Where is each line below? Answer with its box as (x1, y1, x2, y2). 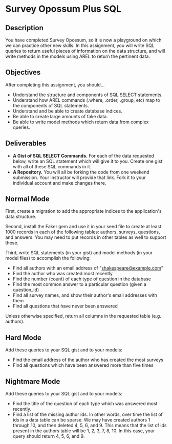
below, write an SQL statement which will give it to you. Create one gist (12, 158, 163, 164)
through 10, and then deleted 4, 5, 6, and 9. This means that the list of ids (12, 423, 167, 429)
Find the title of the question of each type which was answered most (12, 401, 158, 407)
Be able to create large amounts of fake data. (12, 113, 109, 119)
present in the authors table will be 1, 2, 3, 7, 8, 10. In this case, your (12, 428, 155, 434)
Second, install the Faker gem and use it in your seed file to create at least (5, 224, 162, 230)
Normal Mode (5, 195, 50, 204)
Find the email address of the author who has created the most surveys (12, 357, 164, 363)
